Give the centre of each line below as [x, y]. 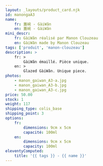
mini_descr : [18, 33]
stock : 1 [14, 99]
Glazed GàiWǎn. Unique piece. [55, 71]
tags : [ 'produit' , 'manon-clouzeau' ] [45, 48]
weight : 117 [18, 104]
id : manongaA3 [20, 15]
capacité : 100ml [40, 132]
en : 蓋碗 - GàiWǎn [33, 29]
